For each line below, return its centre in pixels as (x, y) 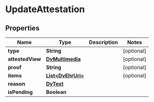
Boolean (56, 92)
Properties (22, 28)
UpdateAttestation (45, 9)
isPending (20, 92)
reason (17, 84)
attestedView (24, 59)
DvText (55, 84)
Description (104, 42)
